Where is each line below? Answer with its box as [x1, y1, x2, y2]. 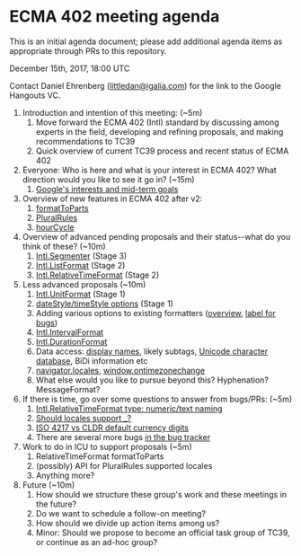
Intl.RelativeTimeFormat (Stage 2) [35, 269, 160, 280]
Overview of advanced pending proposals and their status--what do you [22, 231, 291, 242]
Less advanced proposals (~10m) [22, 278, 146, 289]
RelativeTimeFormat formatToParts [35, 451, 164, 462]
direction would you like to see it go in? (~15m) [22, 173, 195, 185]
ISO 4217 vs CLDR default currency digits [35, 422, 189, 433]
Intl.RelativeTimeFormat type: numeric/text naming [35, 402, 223, 414]
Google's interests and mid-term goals [35, 183, 179, 194]
